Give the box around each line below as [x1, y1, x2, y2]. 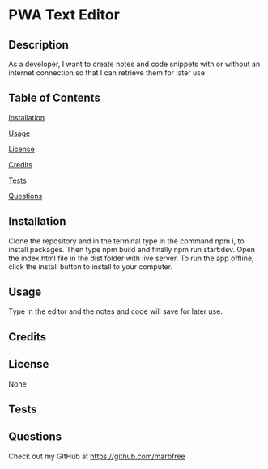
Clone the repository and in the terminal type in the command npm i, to [8, 236, 245, 246]
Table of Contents [8, 91, 101, 105]
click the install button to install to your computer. [8, 261, 172, 272]
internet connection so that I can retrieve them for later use [8, 68, 205, 78]
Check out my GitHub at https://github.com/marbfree [8, 451, 186, 461]
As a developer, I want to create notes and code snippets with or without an [8, 59, 261, 69]
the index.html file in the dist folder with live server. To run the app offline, [8, 253, 254, 263]
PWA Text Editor [8, 6, 120, 24]
